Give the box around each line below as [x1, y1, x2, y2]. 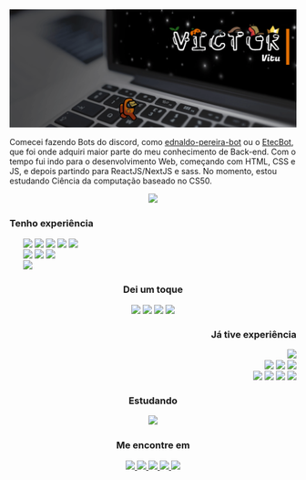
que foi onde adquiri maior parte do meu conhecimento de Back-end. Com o [9, 146, 296, 158]
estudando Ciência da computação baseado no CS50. [9, 175, 212, 186]
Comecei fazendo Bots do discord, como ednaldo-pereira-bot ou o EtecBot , [9, 137, 294, 148]
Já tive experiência [210, 328, 297, 340]
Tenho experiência [9, 217, 94, 230]
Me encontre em [116, 439, 190, 452]
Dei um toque [122, 283, 184, 296]
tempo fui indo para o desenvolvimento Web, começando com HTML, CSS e [9, 156, 296, 167]
